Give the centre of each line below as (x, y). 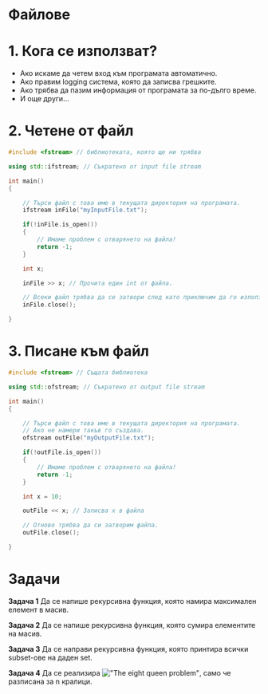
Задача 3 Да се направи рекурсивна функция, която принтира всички (128, 649)
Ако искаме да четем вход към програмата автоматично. (118, 73)
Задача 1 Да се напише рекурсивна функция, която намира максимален (132, 601)
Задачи (34, 579)
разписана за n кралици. (51, 681)
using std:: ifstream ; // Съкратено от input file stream (105, 166)
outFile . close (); (51, 533)
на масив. (25, 633)
